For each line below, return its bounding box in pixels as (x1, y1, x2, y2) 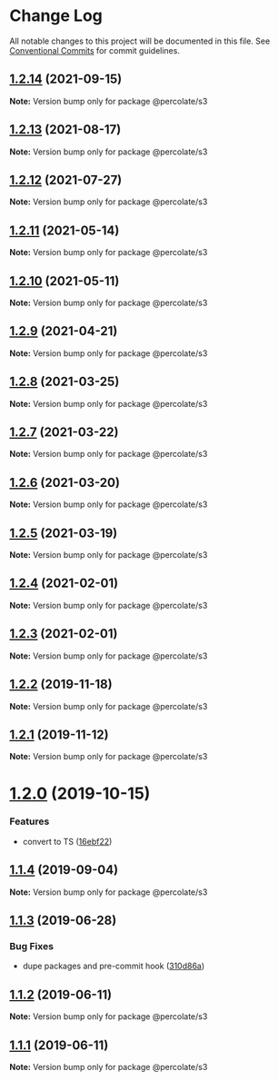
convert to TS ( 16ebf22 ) (22, 836, 113, 847)
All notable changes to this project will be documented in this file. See (9, 35, 271, 46)
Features (9, 815, 50, 828)
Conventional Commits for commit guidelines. (9, 45, 180, 55)
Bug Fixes (9, 939, 55, 952)
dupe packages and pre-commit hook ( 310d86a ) (22, 960, 205, 972)
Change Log (9, 5, 103, 26)
